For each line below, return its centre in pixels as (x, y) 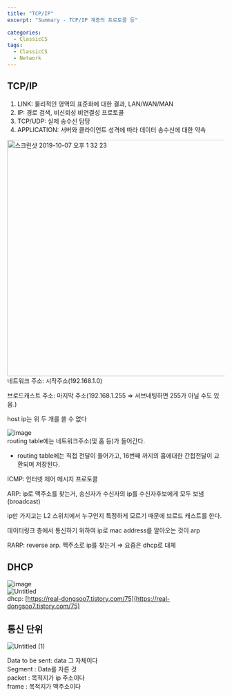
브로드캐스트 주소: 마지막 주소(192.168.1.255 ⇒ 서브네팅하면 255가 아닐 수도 (110, 396)
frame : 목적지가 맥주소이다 (44, 687)
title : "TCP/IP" (30, 13)
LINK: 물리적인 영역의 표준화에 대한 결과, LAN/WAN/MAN (95, 104)
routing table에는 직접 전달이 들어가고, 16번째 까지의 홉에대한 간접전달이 (115, 455)
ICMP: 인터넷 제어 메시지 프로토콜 (52, 478)
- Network (27, 58)
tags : (15, 46)
